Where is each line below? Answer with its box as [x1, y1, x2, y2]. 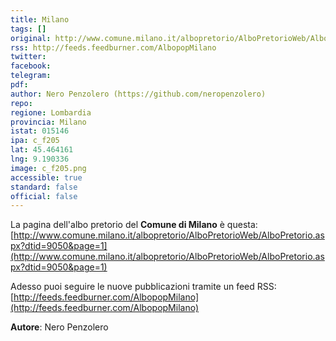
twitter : [10, 52, 47, 62]
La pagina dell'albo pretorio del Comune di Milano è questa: [10, 219, 258, 231]
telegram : [10, 71, 52, 81]
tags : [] [10, 24, 47, 34]
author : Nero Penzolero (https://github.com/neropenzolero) [10, 89, 267, 99]
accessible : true [10, 172, 83, 183]
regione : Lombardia [10, 107, 92, 118]
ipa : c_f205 [10, 136, 60, 146]
